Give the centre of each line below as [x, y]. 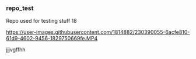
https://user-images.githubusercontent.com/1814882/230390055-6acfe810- [98, 32]
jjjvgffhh [16, 50]
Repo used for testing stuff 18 [41, 21]
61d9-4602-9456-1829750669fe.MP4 [52, 39]
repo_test [20, 8]
